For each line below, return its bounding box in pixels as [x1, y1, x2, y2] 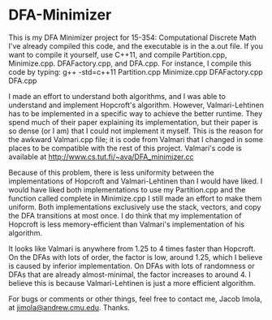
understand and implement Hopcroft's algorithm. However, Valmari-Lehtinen [8, 100, 264, 110]
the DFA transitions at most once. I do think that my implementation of [8, 210, 242, 220]
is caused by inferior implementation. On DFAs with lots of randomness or [8, 261, 255, 270]
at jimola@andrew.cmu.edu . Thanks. [8, 302, 130, 312]
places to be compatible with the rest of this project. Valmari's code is [8, 143, 242, 153]
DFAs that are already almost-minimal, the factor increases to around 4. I [8, 270, 252, 279]
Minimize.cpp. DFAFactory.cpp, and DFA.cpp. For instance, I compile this [8, 58, 252, 68]
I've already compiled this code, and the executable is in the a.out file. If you [8, 41, 264, 50]
